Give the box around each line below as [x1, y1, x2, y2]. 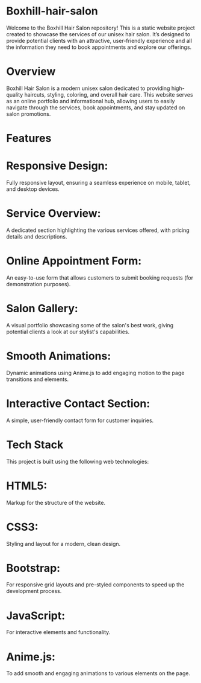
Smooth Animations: [6, 349, 111, 363]
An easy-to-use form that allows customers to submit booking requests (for [6, 274, 194, 281]
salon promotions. [6, 110, 51, 117]
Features [6, 132, 52, 146]
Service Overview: [6, 207, 101, 220]
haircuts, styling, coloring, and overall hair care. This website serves [24, 91, 194, 98]
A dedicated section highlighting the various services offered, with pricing [6, 226, 190, 234]
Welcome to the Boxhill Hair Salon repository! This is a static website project [6, 24, 195, 31]
